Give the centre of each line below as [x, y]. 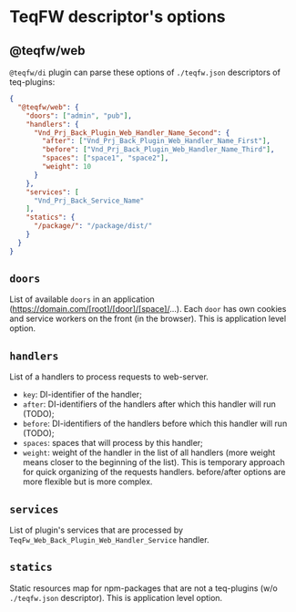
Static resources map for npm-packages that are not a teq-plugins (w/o [143, 588]
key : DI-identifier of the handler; [82, 395]
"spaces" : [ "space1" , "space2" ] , [106, 158]
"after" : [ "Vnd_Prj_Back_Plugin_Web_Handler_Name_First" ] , [157, 141]
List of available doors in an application [82, 299]
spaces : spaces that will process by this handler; [112, 443]
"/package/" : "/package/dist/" [93, 226]
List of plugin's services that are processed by [97, 530]
